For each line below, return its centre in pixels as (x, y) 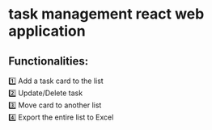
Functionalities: (49, 61)
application (47, 31)
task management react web (106, 14)
